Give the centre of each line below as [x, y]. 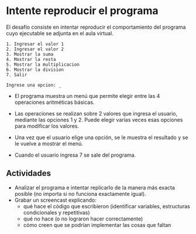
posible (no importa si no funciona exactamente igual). [80, 194]
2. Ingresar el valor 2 [35, 49]
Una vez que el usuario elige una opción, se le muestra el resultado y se [101, 137]
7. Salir [17, 74]
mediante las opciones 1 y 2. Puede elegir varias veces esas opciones [99, 120]
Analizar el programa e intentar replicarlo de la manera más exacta [95, 187]
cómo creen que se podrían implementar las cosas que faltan [97, 225]
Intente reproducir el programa [82, 11]
